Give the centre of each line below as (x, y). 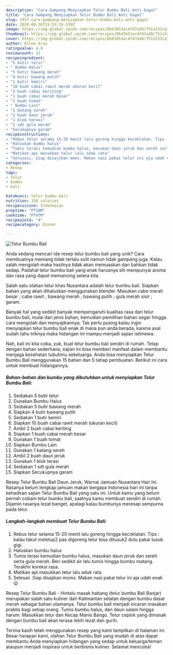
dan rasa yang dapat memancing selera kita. (53, 276)
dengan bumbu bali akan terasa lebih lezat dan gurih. (62, 621)
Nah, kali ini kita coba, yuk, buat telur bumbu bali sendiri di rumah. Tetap (82, 344)
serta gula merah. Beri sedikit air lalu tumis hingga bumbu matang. (83, 562)
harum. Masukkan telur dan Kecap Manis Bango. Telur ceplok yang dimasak (86, 615)
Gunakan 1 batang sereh (39, 451)
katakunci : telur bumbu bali (37, 196)
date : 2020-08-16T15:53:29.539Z (40, 24)
